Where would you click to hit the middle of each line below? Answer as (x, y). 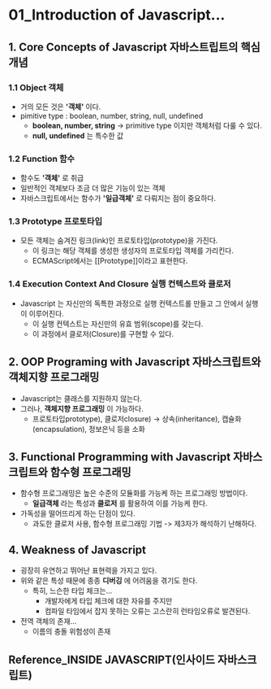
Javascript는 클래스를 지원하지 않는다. (81, 398)
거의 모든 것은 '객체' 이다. (60, 107)
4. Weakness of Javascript (77, 549)
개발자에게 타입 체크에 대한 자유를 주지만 (108, 601)
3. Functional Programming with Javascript (120, 457)
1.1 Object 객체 (36, 87)
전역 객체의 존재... (48, 621)
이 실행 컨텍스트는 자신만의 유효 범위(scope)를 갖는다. (118, 324)
